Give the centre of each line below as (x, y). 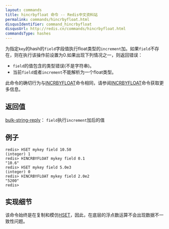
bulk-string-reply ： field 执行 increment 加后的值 (55, 120)
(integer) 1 (18, 154)
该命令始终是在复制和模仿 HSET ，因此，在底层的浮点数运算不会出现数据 (80, 215)
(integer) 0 (18, 172)
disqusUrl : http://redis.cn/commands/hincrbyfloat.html (65, 29)
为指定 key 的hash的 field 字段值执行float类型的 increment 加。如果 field (78, 48)
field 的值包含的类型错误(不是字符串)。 (53, 66)
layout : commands (24, 10)
